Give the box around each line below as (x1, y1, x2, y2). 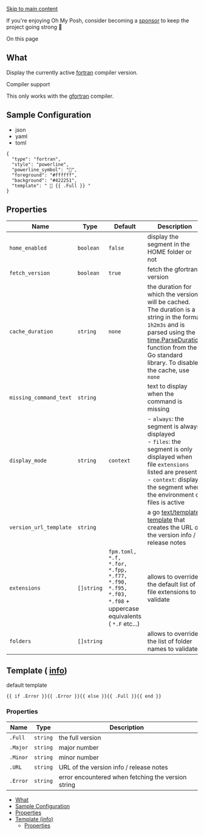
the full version (58, 733, 101, 741)
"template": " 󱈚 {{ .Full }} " (12, 182, 91, 189)
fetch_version (9, 270, 50, 277)
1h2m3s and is (147, 321, 185, 329)
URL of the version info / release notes (58, 763, 168, 771)
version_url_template (9, 524, 72, 531)
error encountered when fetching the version (58, 772, 187, 781)
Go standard (147, 351, 183, 360)
